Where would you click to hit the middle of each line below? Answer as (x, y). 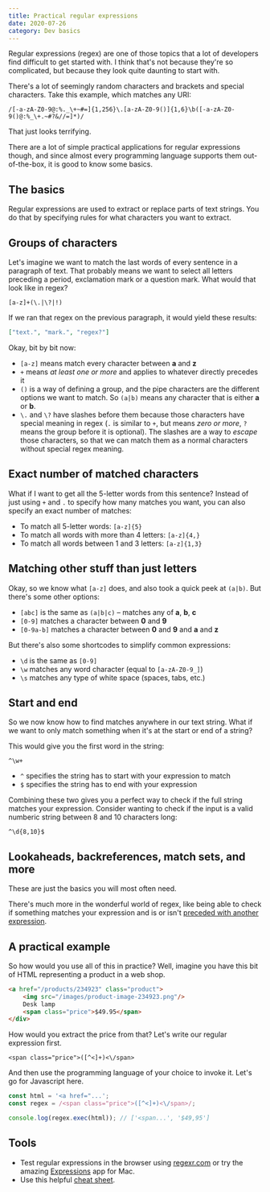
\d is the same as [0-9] (59, 660)
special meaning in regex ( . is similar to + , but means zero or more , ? (133, 423)
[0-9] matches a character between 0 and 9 (93, 621)
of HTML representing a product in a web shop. (87, 974)
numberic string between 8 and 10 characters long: (93, 817)
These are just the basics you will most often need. (92, 889)
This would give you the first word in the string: (86, 746)
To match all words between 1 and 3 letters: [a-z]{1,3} (111, 543)
